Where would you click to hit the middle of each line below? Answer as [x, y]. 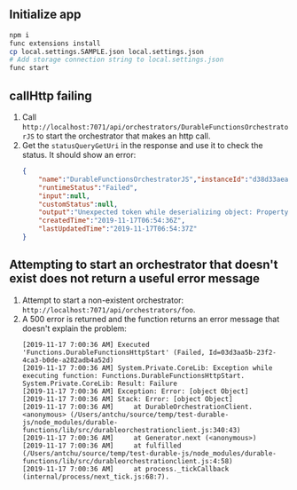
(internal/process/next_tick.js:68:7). [96, 477]
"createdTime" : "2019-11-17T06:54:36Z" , [112, 221]
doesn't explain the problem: [74, 328]
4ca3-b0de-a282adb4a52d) [68, 360]
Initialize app [45, 15]
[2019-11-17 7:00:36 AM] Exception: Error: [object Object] [135, 391]
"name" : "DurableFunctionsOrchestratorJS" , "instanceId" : [144, 179]
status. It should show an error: [79, 155]
